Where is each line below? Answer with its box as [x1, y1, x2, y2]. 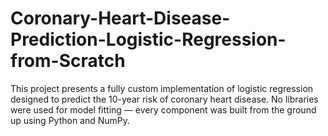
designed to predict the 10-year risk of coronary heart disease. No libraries [10, 93, 319, 105]
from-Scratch [10, 50, 126, 72]
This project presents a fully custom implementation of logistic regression [10, 82, 314, 94]
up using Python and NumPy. [10, 114, 131, 126]
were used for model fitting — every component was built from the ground [10, 103, 317, 116]
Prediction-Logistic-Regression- [10, 28, 287, 51]
